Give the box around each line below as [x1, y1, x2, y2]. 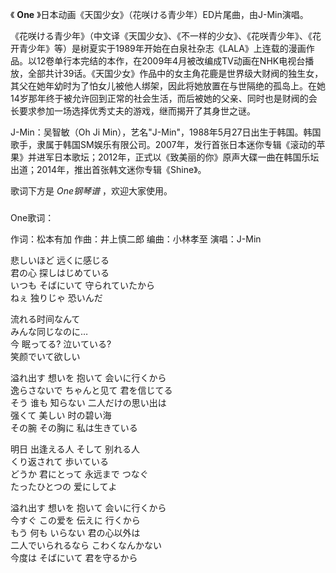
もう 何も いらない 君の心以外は [10, 526, 141, 538]
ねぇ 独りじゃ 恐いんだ [10, 291, 103, 303]
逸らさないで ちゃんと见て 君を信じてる [10, 384, 173, 396]
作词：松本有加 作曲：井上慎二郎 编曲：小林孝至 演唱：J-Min [10, 233, 262, 245]
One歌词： [10, 211, 55, 223]
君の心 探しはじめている [10, 266, 110, 278]
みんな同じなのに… [10, 325, 89, 337]
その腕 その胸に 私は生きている [10, 421, 138, 433]
